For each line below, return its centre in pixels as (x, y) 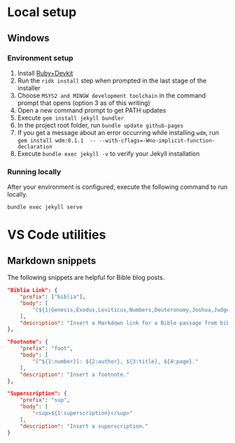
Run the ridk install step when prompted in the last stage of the (112, 80)
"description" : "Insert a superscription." (84, 426)
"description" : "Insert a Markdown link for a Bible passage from (119, 323)
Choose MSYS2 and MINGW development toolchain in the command (112, 95)
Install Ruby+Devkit (45, 73)
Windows (28, 38)
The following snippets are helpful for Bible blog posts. (86, 278)
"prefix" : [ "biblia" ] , (53, 297)
